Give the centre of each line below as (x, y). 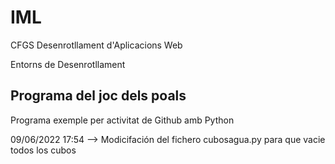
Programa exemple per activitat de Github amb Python (122, 120)
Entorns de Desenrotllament (68, 64)
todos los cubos (43, 150)
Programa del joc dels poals (98, 96)
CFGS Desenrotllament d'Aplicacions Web (96, 45)
